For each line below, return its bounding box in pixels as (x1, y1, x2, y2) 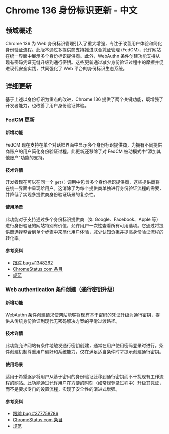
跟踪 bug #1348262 (12, 260, 53, 266)
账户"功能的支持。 (9, 154, 47, 160)
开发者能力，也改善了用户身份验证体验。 (5, 102, 89, 108)
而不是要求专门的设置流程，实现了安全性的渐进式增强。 (5, 386, 120, 392)
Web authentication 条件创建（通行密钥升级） (5, 286, 118, 293)
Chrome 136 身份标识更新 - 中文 (5, 5, 138, 16)
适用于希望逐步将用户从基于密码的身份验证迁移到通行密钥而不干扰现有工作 (5, 374, 159, 380)
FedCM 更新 (5, 116, 35, 123)
